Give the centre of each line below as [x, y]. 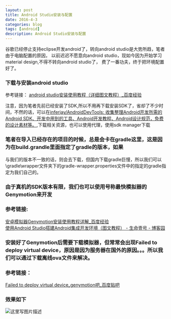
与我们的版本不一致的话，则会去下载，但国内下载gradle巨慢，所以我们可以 [83, 159]
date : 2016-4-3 [21, 19]
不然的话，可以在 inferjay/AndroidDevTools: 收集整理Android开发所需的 [88, 112]
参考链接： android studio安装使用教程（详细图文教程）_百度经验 [74, 95]
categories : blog [24, 24]
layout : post [19, 10]
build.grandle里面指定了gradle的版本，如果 [69, 147]
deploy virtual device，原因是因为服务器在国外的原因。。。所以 [82, 250]
